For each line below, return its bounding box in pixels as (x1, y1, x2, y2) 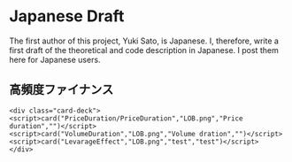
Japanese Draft (9, 6, 125, 27)
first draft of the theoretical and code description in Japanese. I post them (9, 44, 279, 55)
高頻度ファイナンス (9, 82, 114, 97)
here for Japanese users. (9, 54, 101, 65)
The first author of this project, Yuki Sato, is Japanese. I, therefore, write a (9, 35, 279, 46)
